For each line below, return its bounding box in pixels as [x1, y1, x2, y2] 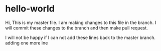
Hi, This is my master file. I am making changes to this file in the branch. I [5, 19, 156, 25]
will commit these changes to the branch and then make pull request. [5, 24, 148, 30]
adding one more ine [5, 39, 48, 45]
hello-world [5, 3, 55, 14]
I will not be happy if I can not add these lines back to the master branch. [5, 34, 156, 40]
